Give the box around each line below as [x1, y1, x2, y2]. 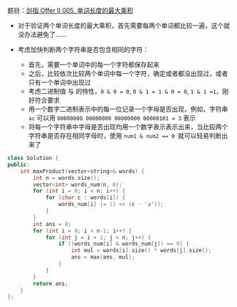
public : [7, 161, 31, 168]
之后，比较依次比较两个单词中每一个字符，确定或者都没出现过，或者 [28, 70, 228, 77]
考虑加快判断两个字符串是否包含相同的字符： [17, 45, 149, 53]
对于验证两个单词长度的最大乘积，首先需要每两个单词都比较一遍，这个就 [17, 21, 230, 30]
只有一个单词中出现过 [28, 78, 91, 87]
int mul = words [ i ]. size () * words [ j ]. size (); [70, 247, 212, 254]
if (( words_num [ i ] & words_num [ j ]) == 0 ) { [58, 240, 190, 247]
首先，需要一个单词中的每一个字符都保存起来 [28, 60, 160, 69]
